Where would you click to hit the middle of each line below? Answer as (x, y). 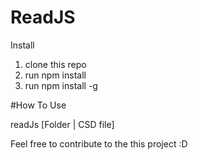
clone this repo (55, 64)
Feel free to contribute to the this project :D (99, 143)
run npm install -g (61, 85)
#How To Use (38, 105)
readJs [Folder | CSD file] (62, 124)
